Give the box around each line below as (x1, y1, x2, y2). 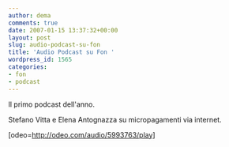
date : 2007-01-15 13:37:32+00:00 (8, 26, 118, 34)
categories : (8, 63, 47, 71)
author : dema (8, 11, 51, 20)
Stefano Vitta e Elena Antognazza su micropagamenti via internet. (8, 115, 223, 124)
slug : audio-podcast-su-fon (8, 41, 101, 49)
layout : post (8, 33, 51, 42)
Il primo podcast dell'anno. (8, 100, 96, 109)
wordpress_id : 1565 (8, 56, 73, 64)
